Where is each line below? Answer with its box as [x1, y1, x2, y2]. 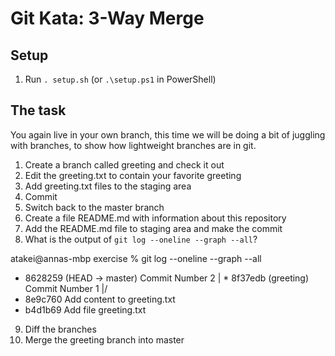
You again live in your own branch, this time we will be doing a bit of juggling [10, 128, 326, 141]
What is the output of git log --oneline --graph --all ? [24, 233, 258, 245]
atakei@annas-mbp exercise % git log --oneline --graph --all [10, 252, 262, 264]
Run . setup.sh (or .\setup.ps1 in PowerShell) [24, 73, 217, 85]
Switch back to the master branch [24, 201, 165, 213]
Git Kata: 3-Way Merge [10, 7, 205, 30]
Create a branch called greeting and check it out [24, 158, 225, 171]
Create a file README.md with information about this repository [24, 212, 287, 224]
